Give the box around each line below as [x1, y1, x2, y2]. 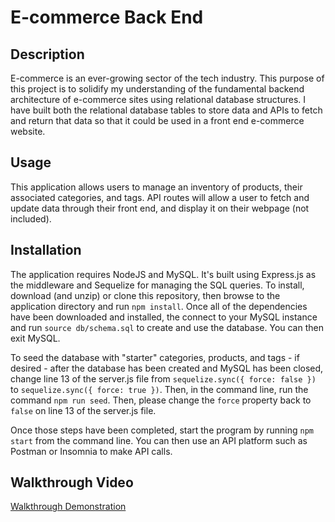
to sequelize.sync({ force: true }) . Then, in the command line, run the [10, 383, 309, 395]
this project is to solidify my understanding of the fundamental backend [10, 83, 305, 95]
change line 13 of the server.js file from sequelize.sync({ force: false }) [10, 372, 317, 385]
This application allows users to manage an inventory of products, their [10, 181, 303, 193]
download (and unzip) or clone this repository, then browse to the [10, 289, 281, 301]
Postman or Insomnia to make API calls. [10, 445, 173, 457]
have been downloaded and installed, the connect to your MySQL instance [10, 311, 318, 323]
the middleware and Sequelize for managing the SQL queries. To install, [10, 279, 305, 291]
